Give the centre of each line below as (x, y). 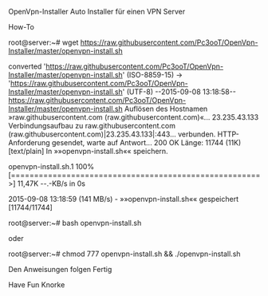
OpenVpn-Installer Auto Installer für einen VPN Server (97, 12)
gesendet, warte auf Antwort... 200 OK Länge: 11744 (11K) (146, 142)
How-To (21, 27)
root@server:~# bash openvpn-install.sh (75, 223)
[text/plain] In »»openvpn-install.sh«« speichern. (89, 151)
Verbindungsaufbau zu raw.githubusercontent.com (92, 126)
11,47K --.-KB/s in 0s (51, 184)
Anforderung (29, 142)
